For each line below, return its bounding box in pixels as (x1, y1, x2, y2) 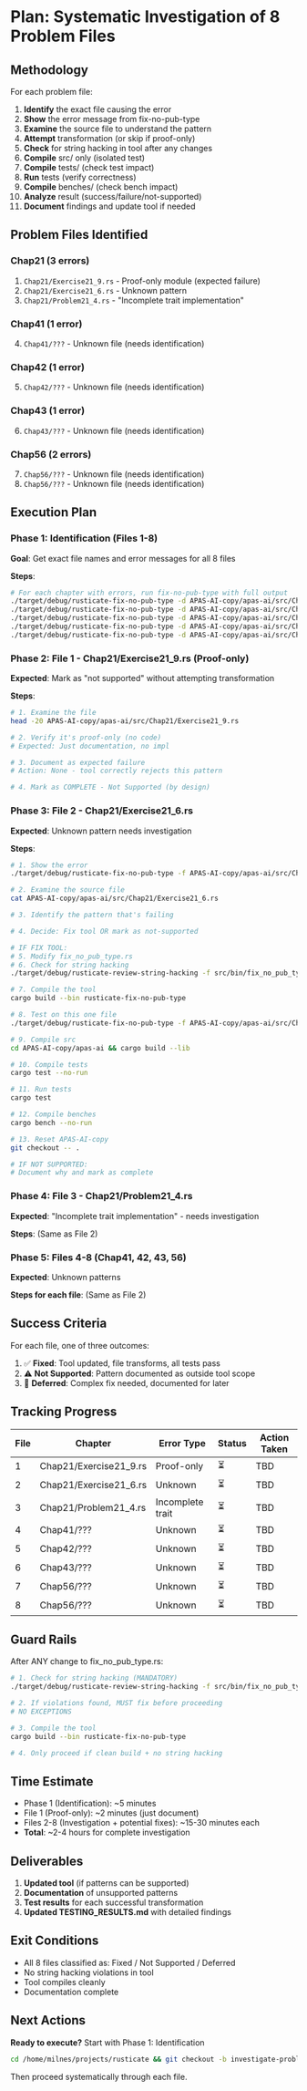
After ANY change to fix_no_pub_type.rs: (10, 1656, 164, 1667)
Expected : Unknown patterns (10, 1271, 121, 1282)
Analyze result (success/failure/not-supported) (23, 192, 202, 202)
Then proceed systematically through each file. (10, 2071, 188, 2082)
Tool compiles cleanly (23, 1976, 106, 1987)
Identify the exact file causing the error (23, 104, 172, 115)
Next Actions (10, 2013, 86, 2028)
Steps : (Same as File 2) (10, 1228, 98, 1239)
